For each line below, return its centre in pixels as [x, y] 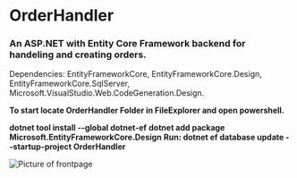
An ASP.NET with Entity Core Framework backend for [127, 44]
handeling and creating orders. [78, 55]
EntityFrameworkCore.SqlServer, [69, 84]
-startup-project [41, 147]
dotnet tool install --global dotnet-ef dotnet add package [117, 128]
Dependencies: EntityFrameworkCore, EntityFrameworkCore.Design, [136, 74]
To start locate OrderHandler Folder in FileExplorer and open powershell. [147, 110]
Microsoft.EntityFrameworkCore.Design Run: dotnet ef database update [147, 137]
